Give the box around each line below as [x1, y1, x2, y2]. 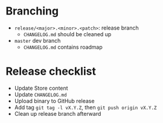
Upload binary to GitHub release [14, 97, 95, 104]
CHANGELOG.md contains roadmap [23, 43, 103, 51]
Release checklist [5, 65, 96, 78]
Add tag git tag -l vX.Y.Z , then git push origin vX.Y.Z [14, 104, 157, 111]
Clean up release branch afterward [14, 110, 101, 117]
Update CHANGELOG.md [14, 90, 67, 98]
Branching [5, 4, 59, 18]
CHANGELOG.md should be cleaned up [23, 30, 112, 37]
